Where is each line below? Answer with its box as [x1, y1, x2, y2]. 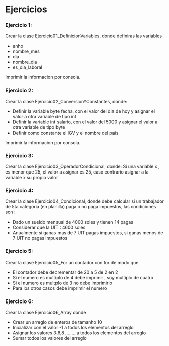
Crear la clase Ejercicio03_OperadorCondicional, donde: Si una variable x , [5, 163, 160, 170]
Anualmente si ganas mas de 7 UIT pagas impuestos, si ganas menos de [12, 230, 163, 236]
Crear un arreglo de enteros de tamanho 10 [12, 319, 102, 325]
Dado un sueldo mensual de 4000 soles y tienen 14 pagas [12, 219, 134, 225]
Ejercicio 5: [5, 248, 34, 255]
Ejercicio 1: [5, 22, 32, 29]
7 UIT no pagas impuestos [12, 235, 68, 241]
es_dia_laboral [12, 64, 43, 70]
